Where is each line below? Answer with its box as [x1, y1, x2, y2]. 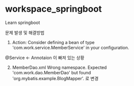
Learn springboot [5, 20, 40, 25]
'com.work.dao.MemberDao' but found [12, 69, 91, 75]
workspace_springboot [5, 3, 102, 15]
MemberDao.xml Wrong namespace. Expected [12, 64, 107, 70]
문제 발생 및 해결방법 [5, 29, 45, 35]
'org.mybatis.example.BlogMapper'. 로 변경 [12, 75, 99, 81]
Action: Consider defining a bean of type [12, 39, 95, 45]
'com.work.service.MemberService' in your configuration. [12, 44, 129, 50]
